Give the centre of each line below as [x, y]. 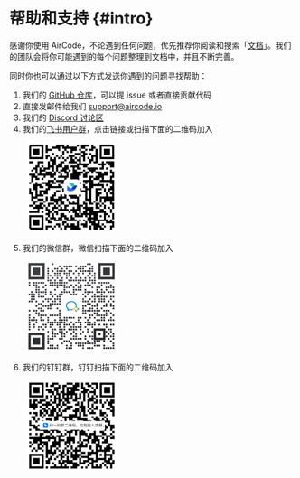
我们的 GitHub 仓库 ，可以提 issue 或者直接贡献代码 [117, 95]
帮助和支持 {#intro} [81, 19]
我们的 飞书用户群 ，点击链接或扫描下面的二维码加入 [117, 128]
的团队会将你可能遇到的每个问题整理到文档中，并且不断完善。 [124, 56]
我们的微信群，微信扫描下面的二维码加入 [98, 248]
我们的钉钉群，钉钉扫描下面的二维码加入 [98, 367]
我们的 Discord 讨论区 [63, 117]
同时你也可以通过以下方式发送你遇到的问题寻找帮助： [108, 75]
